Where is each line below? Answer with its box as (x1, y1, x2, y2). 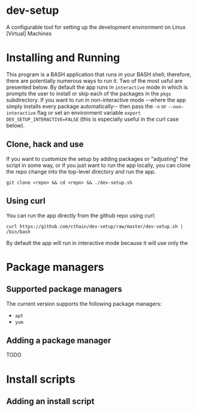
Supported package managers (6, 284, 123, 294)
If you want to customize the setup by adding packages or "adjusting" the (6, 155, 189, 162)
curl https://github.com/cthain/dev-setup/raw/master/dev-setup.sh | (6, 223, 184, 229)
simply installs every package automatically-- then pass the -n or (6, 103, 166, 110)
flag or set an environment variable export (37, 109, 141, 116)
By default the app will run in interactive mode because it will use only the (6, 239, 188, 246)
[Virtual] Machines (6, 29, 52, 37)
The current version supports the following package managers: (6, 300, 162, 307)
